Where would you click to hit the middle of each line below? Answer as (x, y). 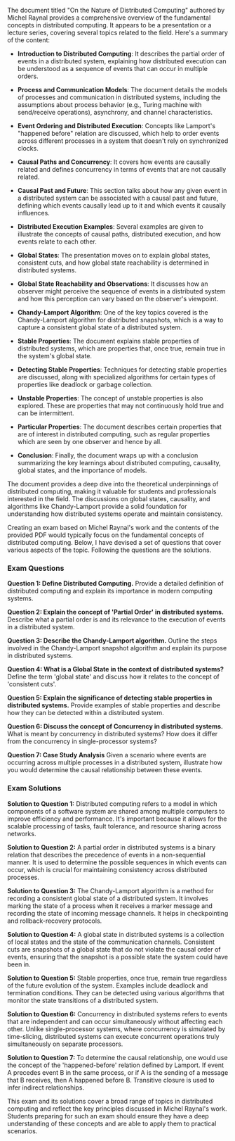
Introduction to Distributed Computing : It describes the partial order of (121, 53)
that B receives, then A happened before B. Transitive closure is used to (111, 1080)
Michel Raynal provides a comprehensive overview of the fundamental (109, 18)
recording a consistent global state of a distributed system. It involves (108, 898)
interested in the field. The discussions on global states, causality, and (109, 499)
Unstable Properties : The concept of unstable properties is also (110, 398)
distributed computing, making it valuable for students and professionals (112, 491)
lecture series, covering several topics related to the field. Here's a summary (117, 32)
